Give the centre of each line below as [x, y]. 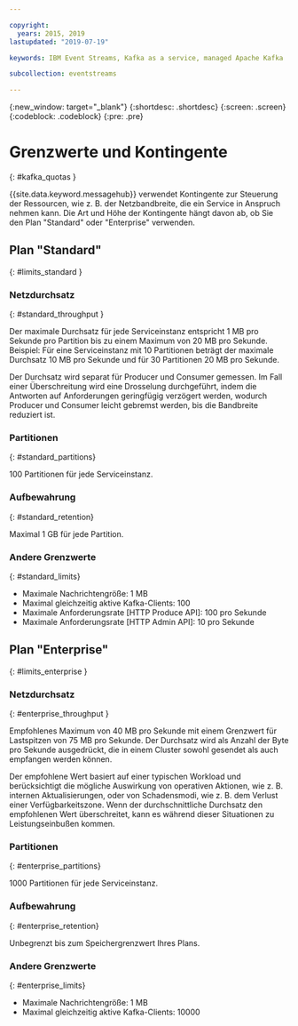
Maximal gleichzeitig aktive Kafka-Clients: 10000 [111, 1012]
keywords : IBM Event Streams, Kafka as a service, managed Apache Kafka [146, 58]
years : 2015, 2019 [51, 33]
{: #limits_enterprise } [48, 671]
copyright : [29, 25]
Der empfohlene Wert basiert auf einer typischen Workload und [125, 777]
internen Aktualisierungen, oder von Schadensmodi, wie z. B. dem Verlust [144, 796]
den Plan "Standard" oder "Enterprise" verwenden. [102, 222]
